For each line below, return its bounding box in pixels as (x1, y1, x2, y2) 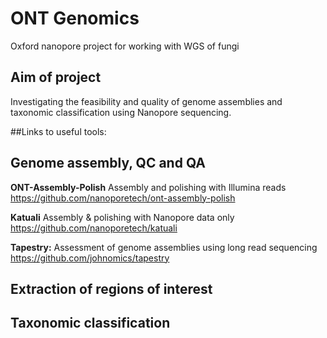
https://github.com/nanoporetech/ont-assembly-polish (10, 192, 236, 204)
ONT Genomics (10, 7, 140, 30)
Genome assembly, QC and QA (10, 155, 206, 172)
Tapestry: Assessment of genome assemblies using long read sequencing (10, 241, 318, 253)
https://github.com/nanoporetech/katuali (10, 222, 178, 234)
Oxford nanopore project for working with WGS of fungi (10, 40, 240, 52)
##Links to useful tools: (10, 125, 107, 137)
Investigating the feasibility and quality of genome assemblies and (10, 95, 283, 107)
